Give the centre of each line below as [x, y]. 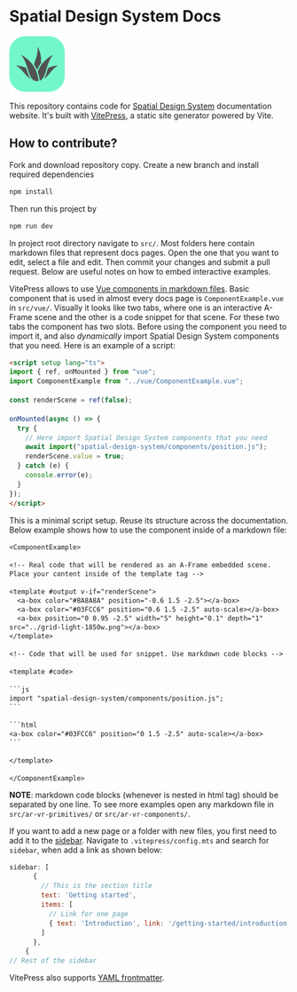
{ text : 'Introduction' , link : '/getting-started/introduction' [170, 923]
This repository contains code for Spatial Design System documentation [141, 106]
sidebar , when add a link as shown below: [86, 850]
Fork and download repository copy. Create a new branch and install [134, 164]
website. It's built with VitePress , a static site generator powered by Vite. [141, 115]
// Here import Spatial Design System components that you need [146, 437]
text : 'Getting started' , [89, 895]
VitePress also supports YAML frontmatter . [87, 978]
